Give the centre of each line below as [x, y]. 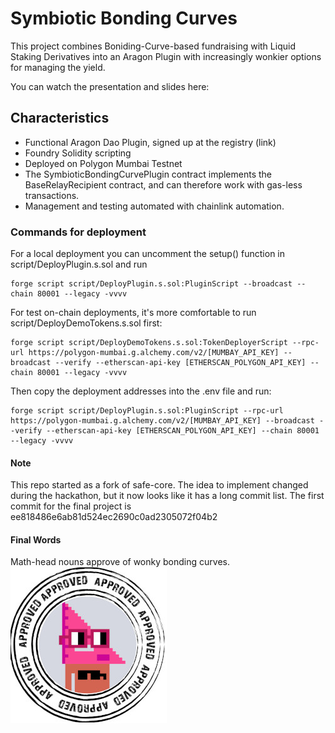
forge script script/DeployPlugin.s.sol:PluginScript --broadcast [151, 284]
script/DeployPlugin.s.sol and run [79, 264]
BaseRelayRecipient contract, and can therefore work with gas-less [163, 184]
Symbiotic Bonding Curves [124, 18]
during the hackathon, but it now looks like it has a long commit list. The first [167, 496]
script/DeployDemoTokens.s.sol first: [86, 323]
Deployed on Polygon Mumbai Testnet [103, 163]
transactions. [52, 195]
